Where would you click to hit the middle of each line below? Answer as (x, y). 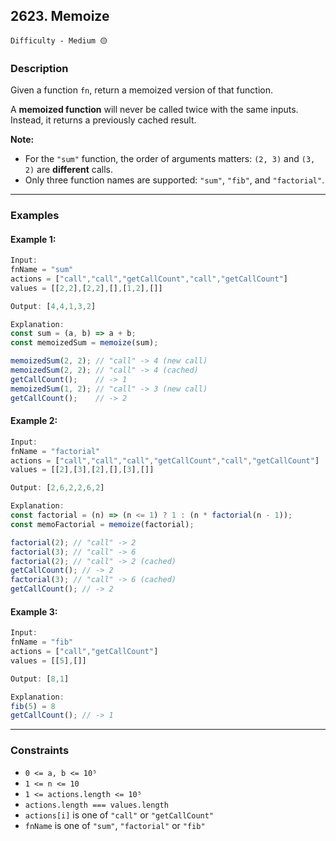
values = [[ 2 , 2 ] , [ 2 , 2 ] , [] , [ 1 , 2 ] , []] (86, 288)
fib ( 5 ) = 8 (33, 706)
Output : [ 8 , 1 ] (40, 679)
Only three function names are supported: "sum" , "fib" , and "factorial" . (174, 180)
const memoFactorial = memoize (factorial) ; (102, 524)
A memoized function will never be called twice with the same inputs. (154, 110)
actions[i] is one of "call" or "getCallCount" (119, 815)
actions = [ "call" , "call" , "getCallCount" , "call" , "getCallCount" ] (149, 279)
